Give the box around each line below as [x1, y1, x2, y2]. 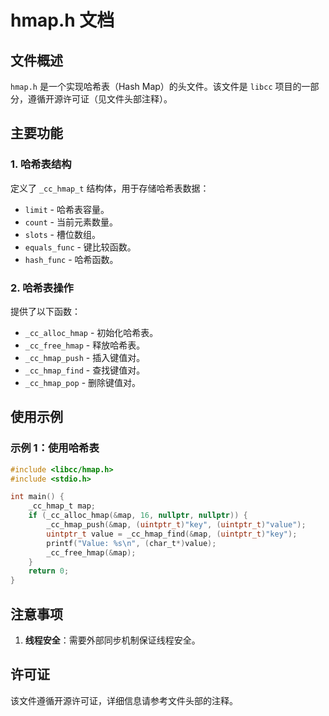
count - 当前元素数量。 [24, 216, 118, 228]
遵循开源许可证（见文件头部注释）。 [27, 93, 173, 105]
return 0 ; [28, 566, 70, 576]
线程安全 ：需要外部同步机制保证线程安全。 [24, 634, 201, 646]
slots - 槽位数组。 [24, 228, 101, 240]
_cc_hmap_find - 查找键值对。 [24, 364, 146, 376]
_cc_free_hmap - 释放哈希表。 [24, 339, 146, 351]
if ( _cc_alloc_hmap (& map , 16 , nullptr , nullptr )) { [28, 511, 248, 521]
